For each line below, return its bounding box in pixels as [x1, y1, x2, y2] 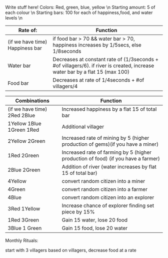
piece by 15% [61, 208, 95, 215]
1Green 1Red [7, 126, 39, 133]
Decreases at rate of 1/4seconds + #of [52, 77, 144, 83]
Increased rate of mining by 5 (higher [61, 135, 149, 141]
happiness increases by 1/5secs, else [52, 42, 141, 48]
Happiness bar [7, 45, 42, 52]
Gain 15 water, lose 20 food [61, 216, 128, 223]
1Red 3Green [7, 216, 39, 223]
